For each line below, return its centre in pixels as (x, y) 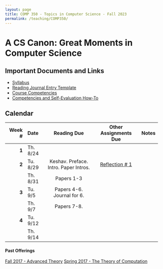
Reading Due (69, 133)
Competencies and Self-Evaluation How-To (55, 98)
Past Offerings (20, 251)
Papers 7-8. (69, 206)
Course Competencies (34, 93)
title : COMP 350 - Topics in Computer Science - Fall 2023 (66, 14)
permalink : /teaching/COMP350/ (37, 18)
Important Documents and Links (55, 71)
